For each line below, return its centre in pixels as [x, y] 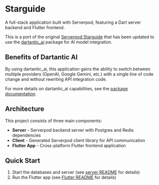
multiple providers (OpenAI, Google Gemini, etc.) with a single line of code [79, 74]
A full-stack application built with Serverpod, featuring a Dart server [73, 22]
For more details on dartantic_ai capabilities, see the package [66, 89]
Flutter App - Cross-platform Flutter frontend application [69, 145]
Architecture [25, 109]
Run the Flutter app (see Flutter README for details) [64, 177]
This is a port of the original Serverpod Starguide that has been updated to [80, 37]
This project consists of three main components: [53, 121]
